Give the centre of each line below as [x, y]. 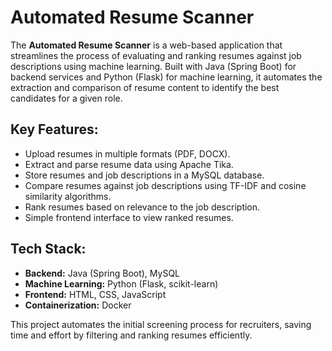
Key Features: [54, 129]
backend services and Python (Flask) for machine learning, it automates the [166, 77]
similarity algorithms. [68, 196]
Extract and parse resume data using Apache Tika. [129, 164]
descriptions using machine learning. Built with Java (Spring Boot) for [153, 66]
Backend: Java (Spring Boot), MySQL [102, 273]
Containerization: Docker [78, 305]
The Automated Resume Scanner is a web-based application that [146, 45]
